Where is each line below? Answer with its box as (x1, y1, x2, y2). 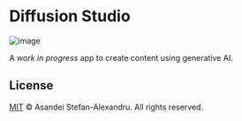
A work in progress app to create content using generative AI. (9, 52, 234, 63)
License (9, 78, 54, 94)
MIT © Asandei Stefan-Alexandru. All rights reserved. (9, 102, 204, 112)
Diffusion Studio (9, 6, 131, 26)
